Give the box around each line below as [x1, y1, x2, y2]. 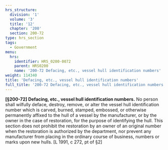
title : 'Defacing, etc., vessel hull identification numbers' [5, 78, 139, 83]
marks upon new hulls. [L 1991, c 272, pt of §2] [5, 139, 102, 145]
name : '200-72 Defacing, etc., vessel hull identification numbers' [14, 68, 161, 73]
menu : [5, 49, 17, 54]
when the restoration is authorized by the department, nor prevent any [5, 128, 151, 134]
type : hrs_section [5, 36, 44, 41]
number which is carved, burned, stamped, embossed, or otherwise [5, 107, 147, 113]
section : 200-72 [10, 31, 44, 36]
